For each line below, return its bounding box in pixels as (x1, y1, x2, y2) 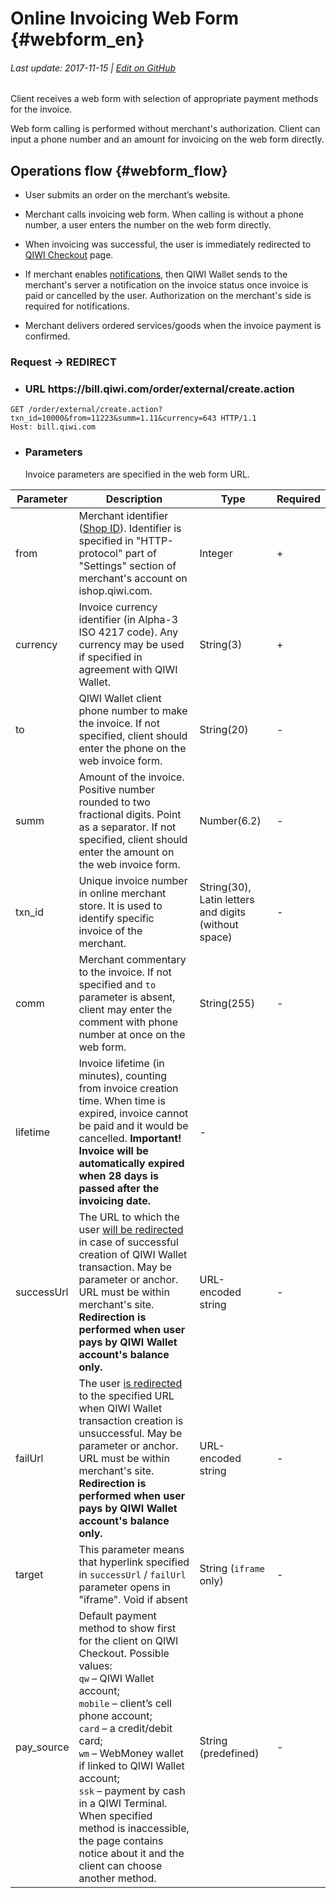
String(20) (199, 722, 249, 736)
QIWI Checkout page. (24, 249, 114, 261)
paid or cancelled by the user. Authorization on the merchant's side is (24, 290, 312, 302)
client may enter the (78, 1002, 173, 1016)
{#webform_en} (10, 28, 145, 51)
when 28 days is (78, 1168, 160, 1182)
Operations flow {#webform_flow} (10, 162, 228, 179)
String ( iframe (199, 1561, 265, 1575)
